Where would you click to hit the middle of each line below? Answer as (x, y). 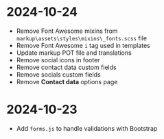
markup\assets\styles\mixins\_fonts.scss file (82, 38)
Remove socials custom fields (58, 74)
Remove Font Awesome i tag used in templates (83, 45)
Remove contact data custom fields (67, 67)
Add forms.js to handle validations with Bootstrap (87, 128)
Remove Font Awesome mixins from (67, 31)
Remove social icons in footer (58, 60)
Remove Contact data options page (67, 81)
